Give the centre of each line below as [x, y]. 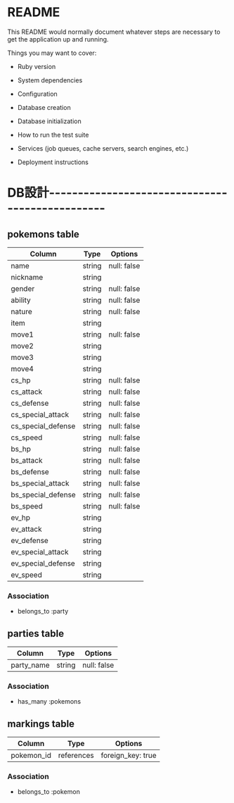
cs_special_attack [40, 414]
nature [22, 311]
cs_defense [30, 403]
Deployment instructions [53, 162]
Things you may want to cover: [52, 53]
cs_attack [27, 392]
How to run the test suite [53, 135]
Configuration [37, 94]
